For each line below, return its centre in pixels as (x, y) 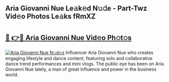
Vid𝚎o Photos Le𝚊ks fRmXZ (51, 17)
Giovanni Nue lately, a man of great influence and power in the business (81, 69)
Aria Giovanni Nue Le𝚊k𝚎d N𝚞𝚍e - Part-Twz (76, 8)
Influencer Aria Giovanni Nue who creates (110, 53)
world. (12, 75)
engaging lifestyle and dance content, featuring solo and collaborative (79, 58)
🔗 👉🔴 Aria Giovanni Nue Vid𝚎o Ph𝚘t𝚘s (68, 38)
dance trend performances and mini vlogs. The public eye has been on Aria (85, 64)
